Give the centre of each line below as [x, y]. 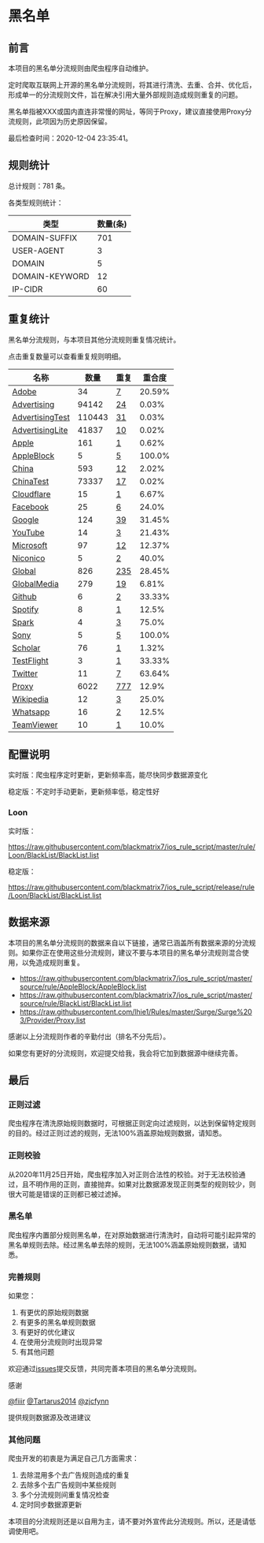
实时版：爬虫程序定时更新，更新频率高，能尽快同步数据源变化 [108, 775]
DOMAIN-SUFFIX [45, 237]
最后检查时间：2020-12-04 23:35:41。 [70, 138]
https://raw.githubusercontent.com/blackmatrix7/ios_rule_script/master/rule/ [132, 846]
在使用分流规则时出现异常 [61, 1342]
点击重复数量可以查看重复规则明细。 [67, 356]
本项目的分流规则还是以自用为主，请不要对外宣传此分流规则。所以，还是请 [128, 1522]
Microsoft [30, 545]
